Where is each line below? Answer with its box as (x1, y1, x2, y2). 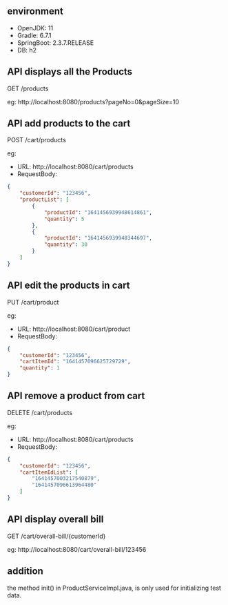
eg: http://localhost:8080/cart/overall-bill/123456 (7, 545, 147, 553)
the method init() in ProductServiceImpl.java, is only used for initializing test (7, 584, 222, 592)
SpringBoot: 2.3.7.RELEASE (17, 38, 94, 47)
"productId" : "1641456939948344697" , (43, 235, 153, 242)
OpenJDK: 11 (17, 23, 54, 32)
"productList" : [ (19, 196, 70, 203)
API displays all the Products (7, 66, 133, 78)
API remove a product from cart (7, 390, 145, 402)
